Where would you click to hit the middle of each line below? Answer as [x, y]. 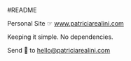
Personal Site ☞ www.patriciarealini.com [65, 23]
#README [22, 10]
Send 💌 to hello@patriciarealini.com [59, 50]
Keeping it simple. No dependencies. [60, 37]
